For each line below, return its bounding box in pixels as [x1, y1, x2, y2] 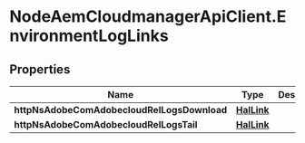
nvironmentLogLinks [9, 25, 170, 46]
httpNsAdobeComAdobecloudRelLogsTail [14, 119, 198, 130]
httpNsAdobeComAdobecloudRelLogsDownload [14, 104, 228, 116]
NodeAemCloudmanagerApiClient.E [9, 6, 287, 27]
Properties [9, 62, 71, 77]
